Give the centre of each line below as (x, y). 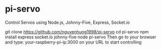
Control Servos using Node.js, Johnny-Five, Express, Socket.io (67, 22)
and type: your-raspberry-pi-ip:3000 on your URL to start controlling (73, 42)
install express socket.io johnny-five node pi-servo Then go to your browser (80, 37)
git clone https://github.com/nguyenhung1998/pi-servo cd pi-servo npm (77, 32)
